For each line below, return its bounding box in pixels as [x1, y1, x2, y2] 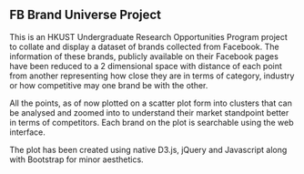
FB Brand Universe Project [9, 7, 162, 23]
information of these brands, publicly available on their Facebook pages [9, 50, 279, 62]
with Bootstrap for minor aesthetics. [9, 154, 144, 165]
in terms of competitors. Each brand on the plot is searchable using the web [9, 117, 294, 128]
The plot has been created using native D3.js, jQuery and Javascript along [9, 144, 288, 155]
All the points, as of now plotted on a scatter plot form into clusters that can [9, 97, 293, 108]
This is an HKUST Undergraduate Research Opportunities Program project [9, 31, 289, 42]
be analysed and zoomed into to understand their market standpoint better [9, 107, 289, 118]
